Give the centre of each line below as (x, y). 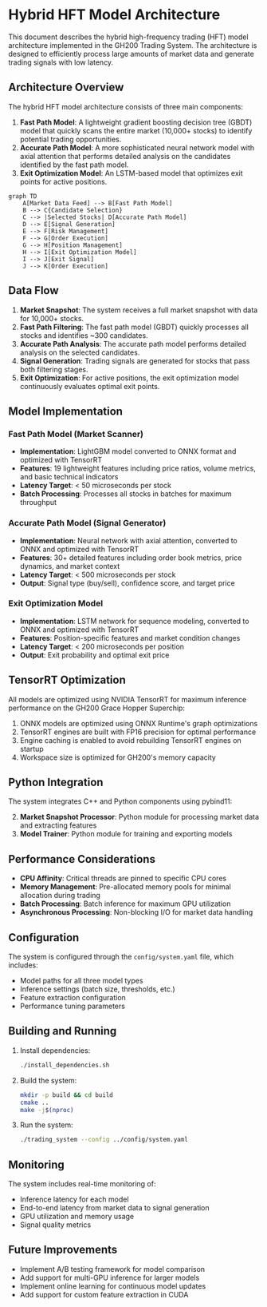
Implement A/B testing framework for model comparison (112, 1269)
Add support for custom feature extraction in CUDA (104, 1294)
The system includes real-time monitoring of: (82, 1184)
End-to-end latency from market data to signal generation (114, 1208)
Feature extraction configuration (73, 998)
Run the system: (46, 1125)
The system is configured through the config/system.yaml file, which (121, 957)
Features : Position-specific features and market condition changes (130, 638)
